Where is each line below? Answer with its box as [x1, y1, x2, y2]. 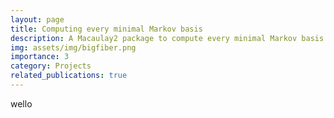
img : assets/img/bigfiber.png [10, 42, 137, 53]
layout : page [10, 14, 65, 25]
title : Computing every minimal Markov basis [10, 24, 203, 34]
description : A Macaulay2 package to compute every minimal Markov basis [10, 33, 325, 43]
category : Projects [10, 61, 92, 71]
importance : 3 [10, 52, 70, 62]
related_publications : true [10, 71, 128, 81]
